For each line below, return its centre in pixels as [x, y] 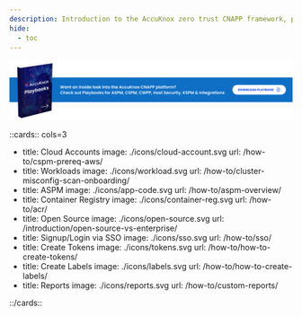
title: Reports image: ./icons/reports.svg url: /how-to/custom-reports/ [150, 285]
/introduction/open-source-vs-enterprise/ [100, 228]
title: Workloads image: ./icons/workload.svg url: [112, 171]
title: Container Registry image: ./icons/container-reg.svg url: [134, 199]
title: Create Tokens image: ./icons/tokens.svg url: [114, 247]
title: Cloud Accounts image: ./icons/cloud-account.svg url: [132, 152]
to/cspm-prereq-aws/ [62, 161]
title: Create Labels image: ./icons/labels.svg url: [111, 266]
